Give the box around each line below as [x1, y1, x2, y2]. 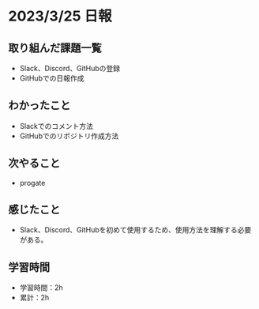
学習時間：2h [19, 283, 63, 292]
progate [19, 178, 46, 187]
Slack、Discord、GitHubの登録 [19, 64, 121, 73]
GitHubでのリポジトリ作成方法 [19, 131, 119, 141]
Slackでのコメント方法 [19, 121, 93, 130]
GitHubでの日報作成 [19, 73, 84, 83]
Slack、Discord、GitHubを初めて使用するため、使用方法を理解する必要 [19, 225, 252, 235]
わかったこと [8, 99, 71, 112]
